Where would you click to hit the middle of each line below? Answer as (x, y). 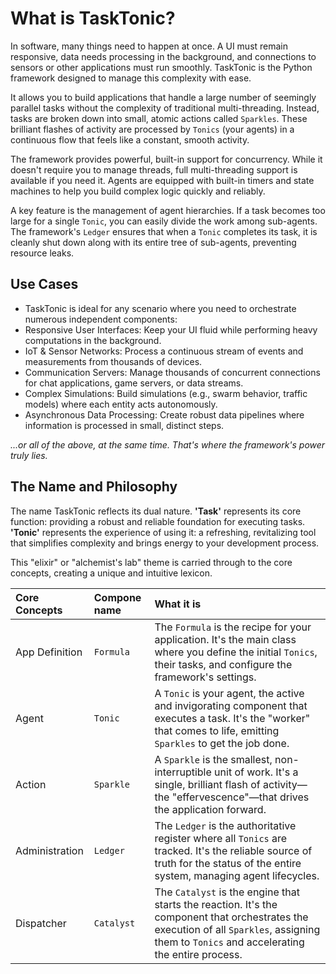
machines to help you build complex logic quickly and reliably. (138, 191)
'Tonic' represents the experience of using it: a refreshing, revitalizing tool (163, 532)
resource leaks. (42, 253)
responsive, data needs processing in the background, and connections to (163, 56)
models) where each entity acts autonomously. (121, 404)
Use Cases (44, 284)
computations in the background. (93, 340)
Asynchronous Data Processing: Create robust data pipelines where (164, 414)
